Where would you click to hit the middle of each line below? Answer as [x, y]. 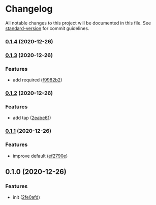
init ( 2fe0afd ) [26, 197]
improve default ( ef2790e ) [40, 156]
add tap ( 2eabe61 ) [32, 118]
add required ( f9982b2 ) [37, 80]
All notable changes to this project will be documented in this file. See [78, 23]
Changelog [29, 9]
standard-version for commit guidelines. [47, 28]
